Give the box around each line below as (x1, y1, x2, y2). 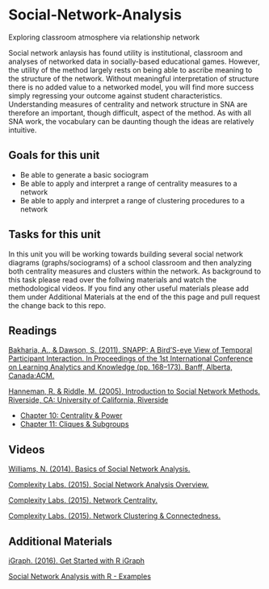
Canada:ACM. (8, 371, 55, 381)
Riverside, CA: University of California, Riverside (8, 395, 169, 405)
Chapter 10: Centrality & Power (19, 411, 123, 420)
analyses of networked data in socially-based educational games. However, (8, 56, 260, 66)
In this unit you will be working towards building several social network (8, 249, 244, 259)
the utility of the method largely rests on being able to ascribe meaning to (8, 65, 253, 74)
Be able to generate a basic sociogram (19, 169, 149, 179)
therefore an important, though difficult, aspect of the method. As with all (8, 107, 252, 118)
